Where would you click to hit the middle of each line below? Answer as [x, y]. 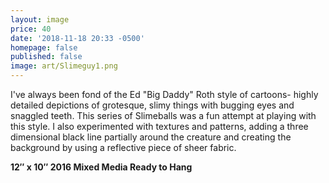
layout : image [40, 19]
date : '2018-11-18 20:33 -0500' [77, 38]
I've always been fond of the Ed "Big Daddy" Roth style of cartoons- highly [164, 94]
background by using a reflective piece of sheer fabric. [123, 147]
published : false [46, 57]
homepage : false [44, 47]
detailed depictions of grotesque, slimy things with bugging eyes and [152, 105]
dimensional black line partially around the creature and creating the [151, 137]
